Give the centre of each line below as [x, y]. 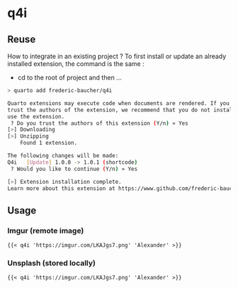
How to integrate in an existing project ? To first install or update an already [117, 56]
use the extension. [36, 116]
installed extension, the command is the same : [76, 64]
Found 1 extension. [49, 143]
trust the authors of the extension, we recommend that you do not [109, 110]
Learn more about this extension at [61, 188]
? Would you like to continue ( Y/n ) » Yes [74, 169]
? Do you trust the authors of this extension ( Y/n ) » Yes [100, 123]
